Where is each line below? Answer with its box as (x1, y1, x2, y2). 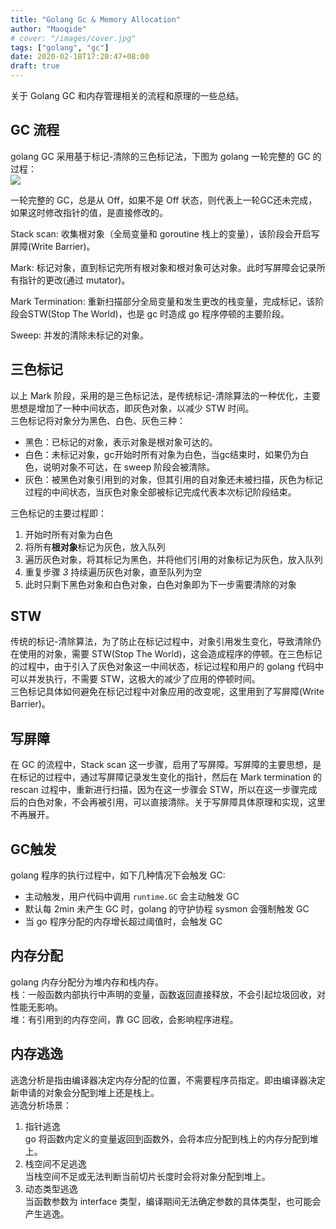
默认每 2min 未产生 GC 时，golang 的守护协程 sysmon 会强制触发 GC (24, 903, 310, 915)
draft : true (10, 61, 60, 71)
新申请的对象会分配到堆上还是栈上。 (10, 1086, 160, 1098)
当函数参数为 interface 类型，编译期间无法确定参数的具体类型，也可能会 (24, 1195, 322, 1207)
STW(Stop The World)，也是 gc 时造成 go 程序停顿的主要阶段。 (27, 307, 290, 320)
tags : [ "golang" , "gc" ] (10, 42, 110, 53)
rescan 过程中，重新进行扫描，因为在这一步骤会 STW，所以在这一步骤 (10, 784, 300, 796)
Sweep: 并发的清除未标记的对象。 (10, 329, 150, 341)
